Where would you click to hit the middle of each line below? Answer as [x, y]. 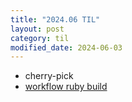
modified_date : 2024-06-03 [66, 47]
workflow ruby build [66, 87]
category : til [40, 38]
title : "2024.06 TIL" [55, 19]
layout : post [37, 29]
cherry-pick [49, 76]
